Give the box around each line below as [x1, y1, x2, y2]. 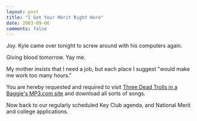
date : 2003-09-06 [6, 20, 50, 26]
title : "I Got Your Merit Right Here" [6, 14, 104, 20]
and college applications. [6, 108, 69, 115]
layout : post [6, 8, 39, 15]
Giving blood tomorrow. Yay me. [6, 54, 86, 61]
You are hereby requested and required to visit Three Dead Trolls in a [6, 84, 178, 91]
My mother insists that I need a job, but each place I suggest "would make [6, 66, 190, 73]
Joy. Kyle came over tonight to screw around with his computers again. [6, 42, 183, 49]
